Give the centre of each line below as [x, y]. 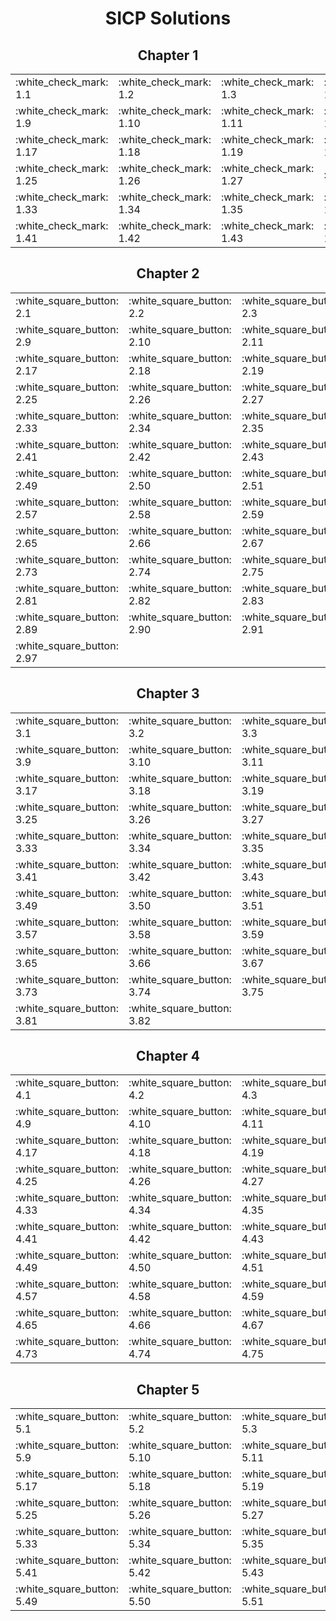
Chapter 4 [168, 1056]
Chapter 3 [168, 693]
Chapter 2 [168, 273]
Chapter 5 [168, 1389]
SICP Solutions [168, 18]
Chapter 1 [168, 55]
